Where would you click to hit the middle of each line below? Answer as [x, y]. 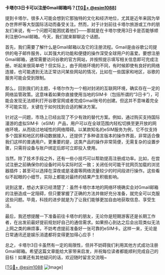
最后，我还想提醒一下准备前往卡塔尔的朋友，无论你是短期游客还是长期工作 [80, 216]
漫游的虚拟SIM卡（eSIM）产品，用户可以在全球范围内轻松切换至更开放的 [79, 123]
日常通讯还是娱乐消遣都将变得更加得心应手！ [50, 235]
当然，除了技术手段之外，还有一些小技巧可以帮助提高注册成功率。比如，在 [80, 158]
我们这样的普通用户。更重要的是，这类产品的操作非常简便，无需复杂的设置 [80, 142]
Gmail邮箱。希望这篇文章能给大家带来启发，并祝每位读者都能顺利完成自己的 [82, 251]
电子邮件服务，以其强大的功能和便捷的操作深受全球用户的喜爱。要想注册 [87, 53]
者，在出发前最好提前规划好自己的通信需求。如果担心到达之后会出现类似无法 [82, 222]
